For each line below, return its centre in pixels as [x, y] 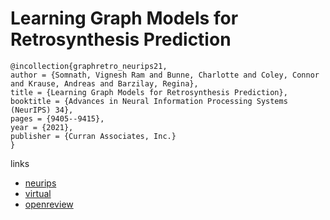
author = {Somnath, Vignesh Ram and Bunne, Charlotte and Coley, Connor [165, 75]
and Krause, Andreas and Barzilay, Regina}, [104, 83]
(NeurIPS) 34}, [42, 110]
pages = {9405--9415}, [57, 118]
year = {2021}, [42, 127]
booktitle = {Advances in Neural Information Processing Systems [149, 101]
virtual [38, 193]
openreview [49, 204]
